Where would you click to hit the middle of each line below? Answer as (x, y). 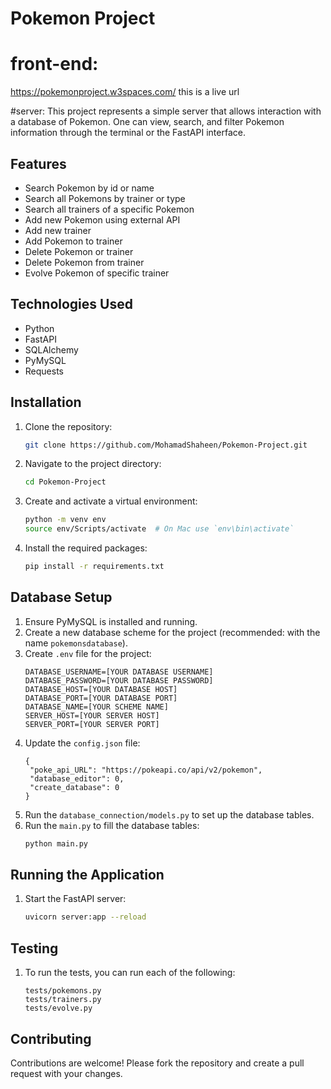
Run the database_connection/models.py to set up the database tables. (169, 814)
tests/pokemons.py (63, 991)
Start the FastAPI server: (75, 899)
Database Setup (61, 597)
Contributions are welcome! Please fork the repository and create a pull (157, 1063)
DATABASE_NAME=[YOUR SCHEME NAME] (96, 707)
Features (38, 163)
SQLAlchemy (51, 349)
